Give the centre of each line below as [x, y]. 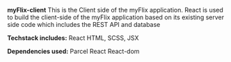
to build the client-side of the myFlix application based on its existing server [116, 17]
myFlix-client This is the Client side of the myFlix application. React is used [115, 10]
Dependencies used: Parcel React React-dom [73, 51]
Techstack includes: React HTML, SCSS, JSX [73, 38]
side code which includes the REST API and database [84, 24]
